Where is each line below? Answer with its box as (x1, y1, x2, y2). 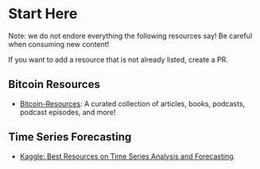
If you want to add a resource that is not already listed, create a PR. (8, 55, 228, 64)
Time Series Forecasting (8, 130, 132, 144)
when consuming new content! (8, 39, 110, 48)
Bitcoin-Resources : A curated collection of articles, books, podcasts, (19, 98, 245, 108)
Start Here (8, 5, 78, 23)
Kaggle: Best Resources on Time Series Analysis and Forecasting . (19, 152, 236, 161)
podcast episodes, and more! (19, 107, 116, 117)
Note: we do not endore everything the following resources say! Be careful (8, 31, 253, 40)
